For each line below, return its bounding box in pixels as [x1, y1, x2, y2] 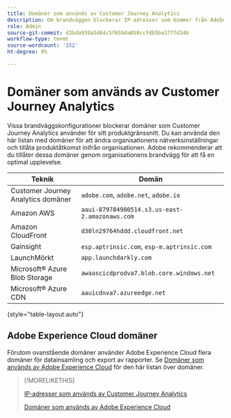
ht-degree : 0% [7, 49, 48, 56]
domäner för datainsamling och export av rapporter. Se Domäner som [7, 355, 204, 364]
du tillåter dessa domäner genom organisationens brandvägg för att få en [7, 151, 214, 159]
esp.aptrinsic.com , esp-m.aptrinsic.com [81, 241, 212, 251]
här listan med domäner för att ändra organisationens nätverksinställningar [7, 135, 219, 144]
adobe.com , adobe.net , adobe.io [81, 190, 181, 199]
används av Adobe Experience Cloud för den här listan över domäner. [7, 362, 205, 371]
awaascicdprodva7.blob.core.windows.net [81, 269, 215, 277]
